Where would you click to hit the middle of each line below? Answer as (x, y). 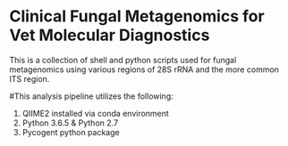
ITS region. (30, 78)
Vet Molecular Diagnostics (110, 35)
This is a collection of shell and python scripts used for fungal (123, 60)
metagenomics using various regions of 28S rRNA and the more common (144, 69)
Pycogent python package (71, 132)
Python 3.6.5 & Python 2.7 (70, 123)
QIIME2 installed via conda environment (96, 113)
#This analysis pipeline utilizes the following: (92, 96)
